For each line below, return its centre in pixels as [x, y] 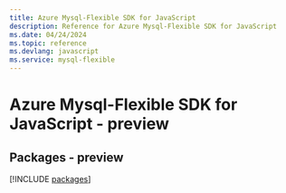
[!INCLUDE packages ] [50, 179]
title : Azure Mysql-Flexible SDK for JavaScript [103, 18]
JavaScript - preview [90, 124]
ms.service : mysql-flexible [62, 60]
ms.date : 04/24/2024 [48, 34]
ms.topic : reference [48, 43]
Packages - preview [67, 157]
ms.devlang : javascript [54, 52]
